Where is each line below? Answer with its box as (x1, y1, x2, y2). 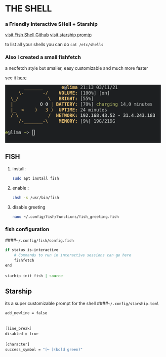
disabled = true (5, 331, 39, 337)
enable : (12, 185, 29, 191)
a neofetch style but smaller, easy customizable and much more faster (5, 65, 148, 71)
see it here (5, 75, 27, 81)
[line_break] (5, 326, 32, 331)
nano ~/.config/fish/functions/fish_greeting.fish (12, 214, 119, 219)
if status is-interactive (5, 247, 58, 253)
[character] (5, 342, 30, 347)
